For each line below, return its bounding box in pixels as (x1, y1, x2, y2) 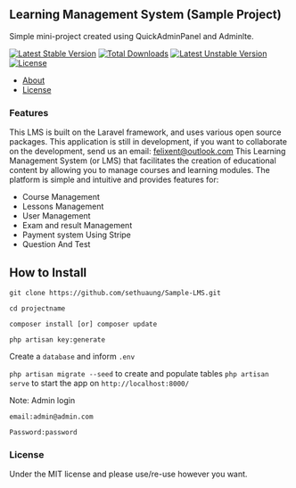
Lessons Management (21, 201, 104, 212)
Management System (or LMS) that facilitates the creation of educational (9, 155, 276, 166)
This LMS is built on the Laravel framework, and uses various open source (9, 127, 283, 137)
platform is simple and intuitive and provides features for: (9, 174, 219, 186)
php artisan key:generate (9, 335, 105, 344)
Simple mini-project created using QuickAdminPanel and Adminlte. (9, 30, 254, 41)
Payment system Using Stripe (21, 229, 132, 240)
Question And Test (21, 239, 91, 250)
